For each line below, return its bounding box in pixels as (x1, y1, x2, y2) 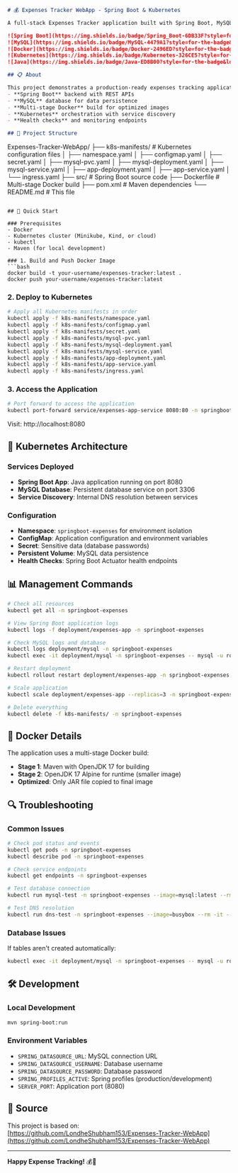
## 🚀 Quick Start (7, 208, 59, 215)
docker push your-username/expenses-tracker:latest (7, 276, 163, 283)
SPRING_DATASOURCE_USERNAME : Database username (17, 1059, 163, 1067)
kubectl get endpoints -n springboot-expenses (7, 872, 147, 880)
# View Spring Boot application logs (7, 620, 119, 627)
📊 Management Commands (7, 578, 133, 590)
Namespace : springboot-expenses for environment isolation (17, 526, 193, 535)
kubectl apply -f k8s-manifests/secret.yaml (7, 328, 141, 336)
